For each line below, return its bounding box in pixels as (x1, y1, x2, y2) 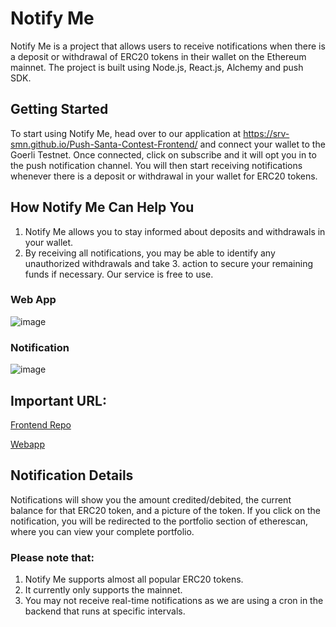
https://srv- (243, 127, 290, 139)
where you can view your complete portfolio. (10, 525, 195, 537)
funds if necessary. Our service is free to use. (24, 268, 214, 280)
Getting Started (10, 101, 109, 118)
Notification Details (10, 467, 134, 484)
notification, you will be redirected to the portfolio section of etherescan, (10, 515, 309, 527)
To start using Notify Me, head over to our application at (10, 127, 242, 139)
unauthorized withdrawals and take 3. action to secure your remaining (24, 257, 313, 269)
